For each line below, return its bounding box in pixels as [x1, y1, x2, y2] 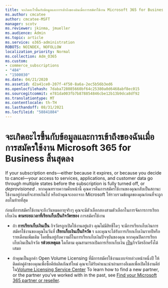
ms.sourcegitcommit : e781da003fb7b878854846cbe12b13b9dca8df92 [5, 91, 140, 96]
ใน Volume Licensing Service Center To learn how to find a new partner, [12, 266, 159, 272]
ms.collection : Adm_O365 [5, 53, 57, 59]
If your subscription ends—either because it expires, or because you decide [5, 169, 161, 175]
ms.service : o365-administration [5, 40, 75, 45]
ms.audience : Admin [5, 30, 46, 35]
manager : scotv [5, 21, 37, 26]
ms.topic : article [5, 35, 43, 40]
